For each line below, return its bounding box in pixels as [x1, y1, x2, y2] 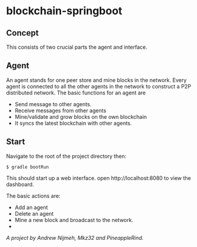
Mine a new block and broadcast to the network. [14, 216, 134, 223]
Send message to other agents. [14, 100, 92, 107]
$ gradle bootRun [6, 164, 49, 170]
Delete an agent [14, 210, 54, 217]
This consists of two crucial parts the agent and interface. [6, 43, 148, 50]
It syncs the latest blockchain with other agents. [14, 119, 132, 126]
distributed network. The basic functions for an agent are [6, 89, 146, 96]
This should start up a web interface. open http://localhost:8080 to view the [6, 174, 191, 182]
